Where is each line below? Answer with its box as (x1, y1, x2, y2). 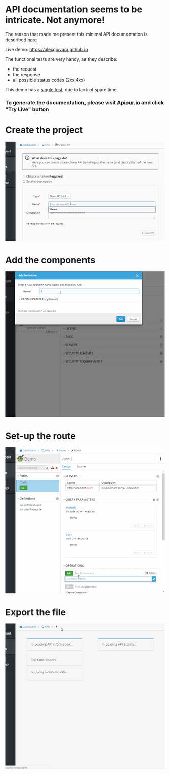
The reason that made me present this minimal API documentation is (5, 31, 148, 37)
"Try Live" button (5, 105, 49, 113)
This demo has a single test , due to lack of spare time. (5, 86, 118, 92)
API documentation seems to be (5, 4, 143, 15)
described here (5, 37, 37, 43)
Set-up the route (5, 430, 76, 442)
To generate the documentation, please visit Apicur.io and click (5, 99, 164, 106)
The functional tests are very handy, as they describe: (5, 56, 118, 62)
